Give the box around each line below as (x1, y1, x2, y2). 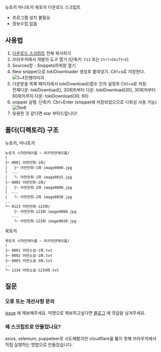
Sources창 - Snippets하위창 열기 (12, 62, 76, 68)
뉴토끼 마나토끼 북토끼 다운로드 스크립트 (5, 4, 81, 10)
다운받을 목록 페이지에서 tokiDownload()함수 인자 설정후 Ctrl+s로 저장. (12, 81, 148, 86)
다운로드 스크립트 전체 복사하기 (12, 50, 71, 56)
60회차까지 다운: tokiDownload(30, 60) (12, 93, 89, 99)
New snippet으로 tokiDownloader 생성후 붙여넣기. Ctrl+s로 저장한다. (12, 68, 145, 74)
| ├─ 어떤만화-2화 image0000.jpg (5, 185, 72, 190)
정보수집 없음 (12, 21, 38, 26)
